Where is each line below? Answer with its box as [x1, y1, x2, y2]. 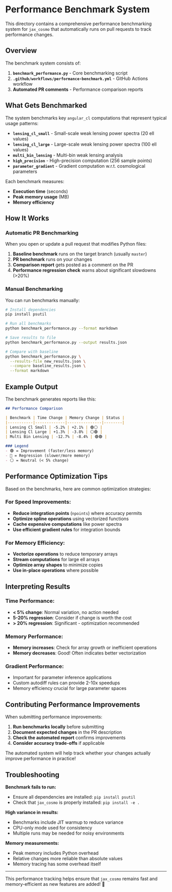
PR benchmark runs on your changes [12, 256, 92, 263]
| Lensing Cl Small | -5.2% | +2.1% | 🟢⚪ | [5, 425, 103, 430]
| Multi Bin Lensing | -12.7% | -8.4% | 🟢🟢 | [5, 434, 107, 440]
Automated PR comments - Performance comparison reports [12, 86, 143, 92]
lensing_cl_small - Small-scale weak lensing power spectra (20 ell [12, 130, 155, 136]
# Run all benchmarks [5, 321, 52, 326]
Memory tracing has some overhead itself [12, 861, 101, 867]
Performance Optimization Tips [5, 472, 108, 481]
